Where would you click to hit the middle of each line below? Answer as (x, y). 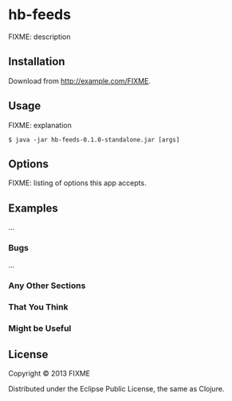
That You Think (38, 307)
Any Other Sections (47, 286)
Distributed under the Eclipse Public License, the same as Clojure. (116, 389)
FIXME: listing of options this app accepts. (77, 183)
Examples (33, 208)
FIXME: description (39, 37)
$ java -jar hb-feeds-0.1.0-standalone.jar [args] (94, 140)
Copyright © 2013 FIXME (49, 374)
